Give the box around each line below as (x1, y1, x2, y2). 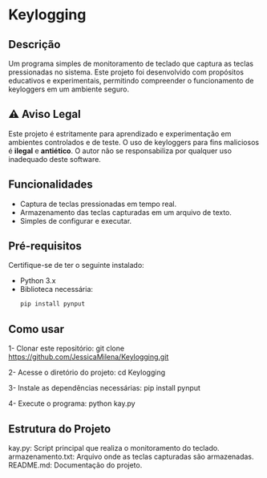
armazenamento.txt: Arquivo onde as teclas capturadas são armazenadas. (8, 452, 254, 461)
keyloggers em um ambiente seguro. (8, 84, 130, 94)
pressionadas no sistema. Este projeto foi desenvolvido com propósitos (8, 67, 245, 77)
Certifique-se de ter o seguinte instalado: (8, 261, 144, 270)
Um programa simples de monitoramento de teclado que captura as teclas (8, 59, 254, 68)
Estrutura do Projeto (8, 422, 111, 435)
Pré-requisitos (8, 239, 83, 253)
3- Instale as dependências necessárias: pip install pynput (8, 383, 200, 393)
